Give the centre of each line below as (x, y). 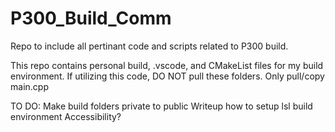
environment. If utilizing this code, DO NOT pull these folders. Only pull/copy (167, 76)
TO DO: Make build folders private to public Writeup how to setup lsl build (161, 106)
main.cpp (29, 86)
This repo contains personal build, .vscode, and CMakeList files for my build (167, 65)
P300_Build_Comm (91, 18)
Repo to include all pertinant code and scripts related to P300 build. (149, 46)
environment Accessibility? (66, 116)
